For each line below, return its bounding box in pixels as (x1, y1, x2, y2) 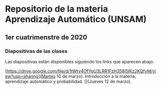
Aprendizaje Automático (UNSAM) (5, 14, 147, 25)
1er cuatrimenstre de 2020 (5, 33, 88, 41)
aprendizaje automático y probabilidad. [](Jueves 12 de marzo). (5, 78, 132, 84)
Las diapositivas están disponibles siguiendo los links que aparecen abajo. (5, 58, 155, 64)
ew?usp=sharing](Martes (5, 73, 56, 79)
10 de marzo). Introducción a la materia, (56, 73, 136, 79)
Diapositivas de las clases (5, 48, 68, 54)
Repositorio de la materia (5, 3, 108, 15)
